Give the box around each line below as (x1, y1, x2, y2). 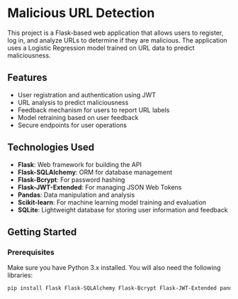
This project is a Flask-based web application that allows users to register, (7, 28, 224, 37)
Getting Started (7, 226, 77, 238)
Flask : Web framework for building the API (17, 160, 142, 168)
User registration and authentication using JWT (17, 90, 157, 99)
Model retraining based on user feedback (17, 113, 139, 121)
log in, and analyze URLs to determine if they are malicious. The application (7, 36, 228, 44)
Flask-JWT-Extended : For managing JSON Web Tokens (17, 183, 182, 191)
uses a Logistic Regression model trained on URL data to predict (7, 43, 195, 52)
